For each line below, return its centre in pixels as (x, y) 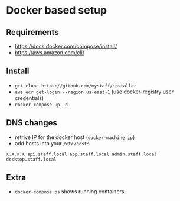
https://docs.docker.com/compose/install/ (66, 46)
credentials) (29, 98)
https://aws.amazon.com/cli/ (49, 53)
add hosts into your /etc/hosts (52, 143)
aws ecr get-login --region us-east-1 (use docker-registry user (94, 92)
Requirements (32, 32)
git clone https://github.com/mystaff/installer (76, 86)
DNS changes (32, 123)
